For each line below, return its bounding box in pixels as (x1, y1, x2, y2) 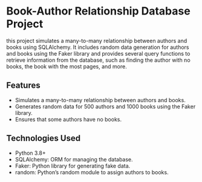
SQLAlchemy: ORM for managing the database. (15, 155, 133, 163)
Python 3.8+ (15, 149, 47, 157)
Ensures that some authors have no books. (15, 115, 122, 123)
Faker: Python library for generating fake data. (15, 162, 131, 169)
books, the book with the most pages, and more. (6, 62, 127, 70)
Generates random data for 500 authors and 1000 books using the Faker (15, 103, 196, 110)
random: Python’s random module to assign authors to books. (15, 168, 169, 176)
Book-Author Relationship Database (6, 4, 191, 18)
